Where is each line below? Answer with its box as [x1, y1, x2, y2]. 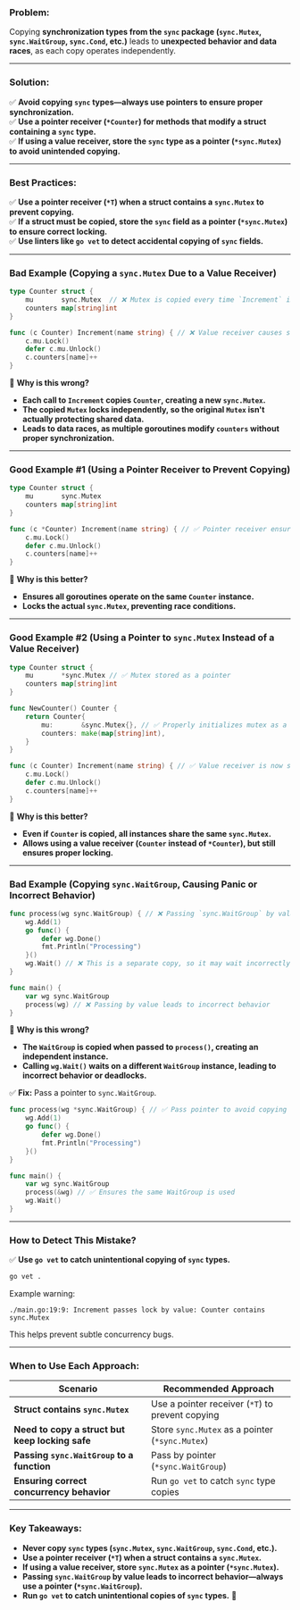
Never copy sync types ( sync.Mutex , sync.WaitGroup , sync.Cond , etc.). [21, 1542, 278, 1553]
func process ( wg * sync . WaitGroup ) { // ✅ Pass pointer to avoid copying [9, 1105, 287, 1114]
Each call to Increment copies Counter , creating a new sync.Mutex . [21, 395, 266, 405]
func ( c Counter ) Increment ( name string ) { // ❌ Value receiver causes [9, 328, 283, 337]
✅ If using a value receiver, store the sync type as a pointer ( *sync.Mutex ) [9, 136, 282, 146]
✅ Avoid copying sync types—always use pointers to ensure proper [9, 96, 263, 107]
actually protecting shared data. [21, 413, 145, 425]
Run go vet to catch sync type [150, 1475, 276, 1488]
